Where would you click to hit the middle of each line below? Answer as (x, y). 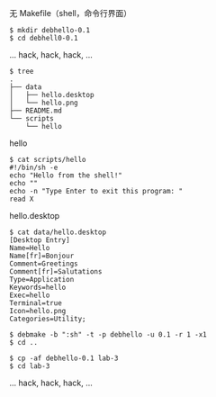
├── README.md (36, 111)
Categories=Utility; (48, 319)
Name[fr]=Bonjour (42, 256)
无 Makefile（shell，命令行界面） (71, 13)
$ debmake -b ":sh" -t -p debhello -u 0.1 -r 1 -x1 (108, 335)
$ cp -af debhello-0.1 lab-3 (64, 358)
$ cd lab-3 (30, 366)
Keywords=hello (38, 287)
